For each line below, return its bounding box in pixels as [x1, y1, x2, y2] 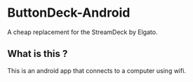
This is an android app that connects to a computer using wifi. [7, 66, 187, 74]
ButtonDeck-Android [7, 5, 131, 21]
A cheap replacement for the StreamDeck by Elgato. [7, 28, 158, 36]
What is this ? [7, 48, 68, 60]
